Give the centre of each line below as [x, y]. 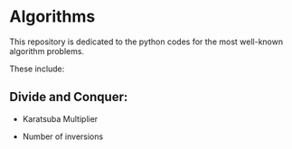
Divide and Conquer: [69, 97]
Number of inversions [63, 136]
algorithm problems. [47, 51]
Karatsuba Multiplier [60, 118]
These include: [37, 69]
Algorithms [52, 17]
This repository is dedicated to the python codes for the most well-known [146, 42]
